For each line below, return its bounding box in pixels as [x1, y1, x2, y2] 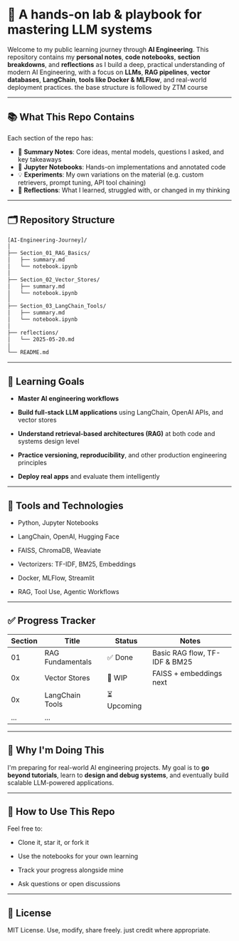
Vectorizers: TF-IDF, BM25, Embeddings [17, 559, 137, 568]
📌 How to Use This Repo [7, 805, 115, 818]
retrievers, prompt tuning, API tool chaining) [17, 178, 147, 187]
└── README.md [7, 349, 50, 356]
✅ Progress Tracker [7, 615, 96, 627]
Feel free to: [7, 824, 43, 833]
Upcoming [107, 701, 142, 711]
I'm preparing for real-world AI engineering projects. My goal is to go [7, 763, 210, 771]
